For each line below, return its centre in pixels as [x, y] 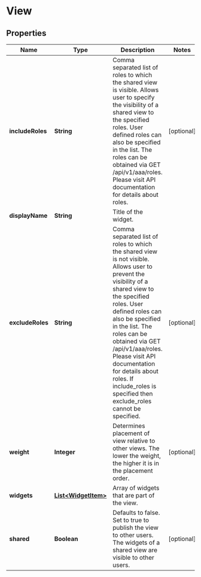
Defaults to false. [136, 513]
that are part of [134, 495]
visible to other [133, 558]
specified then [133, 394]
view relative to [134, 441]
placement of [131, 433]
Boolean [66, 539]
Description [138, 50]
